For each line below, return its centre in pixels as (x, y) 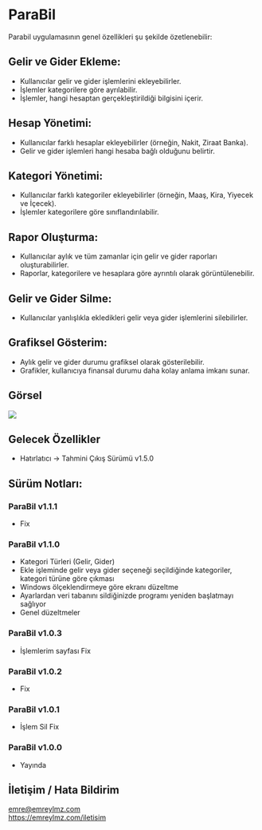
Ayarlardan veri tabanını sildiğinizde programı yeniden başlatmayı (127, 595)
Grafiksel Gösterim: (58, 343)
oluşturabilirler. (44, 265)
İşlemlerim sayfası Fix (55, 650)
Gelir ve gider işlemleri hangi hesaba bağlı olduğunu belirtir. (117, 151)
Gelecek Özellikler (55, 439)
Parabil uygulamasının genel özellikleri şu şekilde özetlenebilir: (110, 37)
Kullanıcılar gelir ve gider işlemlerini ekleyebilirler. (100, 81)
